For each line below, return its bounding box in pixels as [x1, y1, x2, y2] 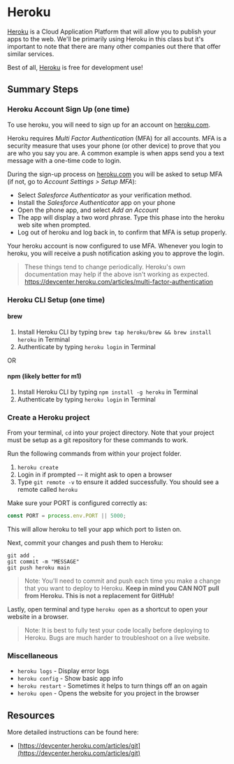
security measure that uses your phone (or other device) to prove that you [7, 141, 221, 150]
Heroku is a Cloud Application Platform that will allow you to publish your [7, 27, 217, 36]
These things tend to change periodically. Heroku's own [24, 262, 186, 271]
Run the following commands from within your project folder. [7, 449, 182, 458]
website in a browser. [7, 613, 68, 621]
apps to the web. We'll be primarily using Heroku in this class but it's [7, 34, 204, 43]
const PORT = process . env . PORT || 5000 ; [7, 512, 127, 520]
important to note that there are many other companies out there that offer [7, 42, 221, 50]
